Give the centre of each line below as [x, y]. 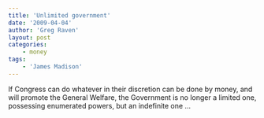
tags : [17, 60]
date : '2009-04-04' [40, 23]
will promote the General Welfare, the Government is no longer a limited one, [132, 97]
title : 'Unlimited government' [59, 15]
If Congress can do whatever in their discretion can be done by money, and [130, 89]
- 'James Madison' [52, 67]
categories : [28, 45]
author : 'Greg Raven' [44, 30]
